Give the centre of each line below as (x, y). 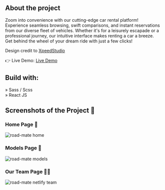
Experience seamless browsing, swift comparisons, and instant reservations (82, 25)
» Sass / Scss (19, 90)
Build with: (22, 78)
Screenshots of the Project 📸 (50, 111)
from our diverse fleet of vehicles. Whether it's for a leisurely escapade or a (82, 30)
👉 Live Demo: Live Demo (31, 60)
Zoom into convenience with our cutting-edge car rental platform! (72, 20)
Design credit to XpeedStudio (35, 50)
